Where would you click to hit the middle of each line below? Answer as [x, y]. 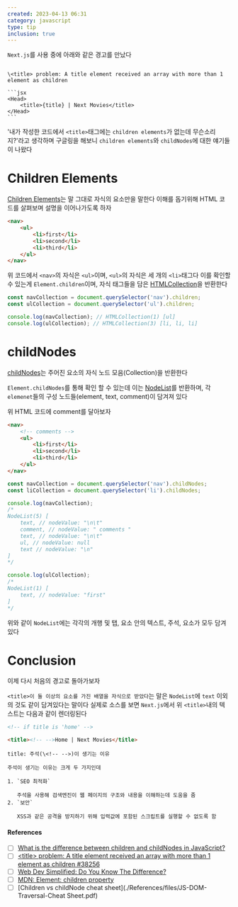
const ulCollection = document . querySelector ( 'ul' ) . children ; [101, 304]
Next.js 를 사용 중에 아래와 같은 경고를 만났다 [69, 55]
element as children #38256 [59, 864]
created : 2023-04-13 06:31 [47, 14]
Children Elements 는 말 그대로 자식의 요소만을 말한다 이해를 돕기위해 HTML [113, 199]
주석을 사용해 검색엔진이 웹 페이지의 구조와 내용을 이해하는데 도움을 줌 [106, 795]
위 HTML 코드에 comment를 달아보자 [59, 411]
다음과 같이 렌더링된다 [56, 714]
